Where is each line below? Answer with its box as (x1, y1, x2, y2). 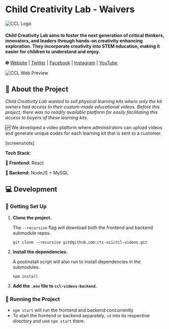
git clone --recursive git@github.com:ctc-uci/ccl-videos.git (12, 240, 148, 245)
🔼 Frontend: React (5, 160, 44, 166)
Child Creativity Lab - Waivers (5, 4, 135, 15)
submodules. (12, 264, 40, 270)
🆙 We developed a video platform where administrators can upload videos (5, 124, 163, 131)
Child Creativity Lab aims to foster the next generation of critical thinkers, (5, 32, 164, 38)
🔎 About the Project (5, 85, 69, 93)
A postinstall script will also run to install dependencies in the (12, 259, 141, 265)
